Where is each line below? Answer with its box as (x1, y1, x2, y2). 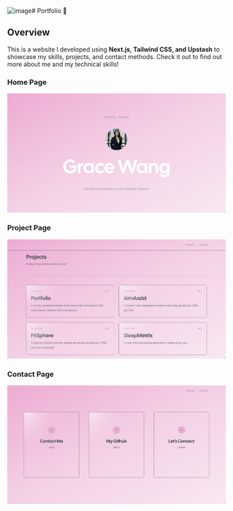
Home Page (7, 77, 47, 87)
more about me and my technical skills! (7, 60, 119, 68)
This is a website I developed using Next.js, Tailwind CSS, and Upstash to (7, 45, 221, 54)
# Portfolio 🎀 (31, 7, 67, 15)
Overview (7, 26, 51, 38)
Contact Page (7, 369, 54, 379)
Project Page (7, 223, 51, 233)
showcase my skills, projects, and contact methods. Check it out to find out (7, 52, 223, 60)
